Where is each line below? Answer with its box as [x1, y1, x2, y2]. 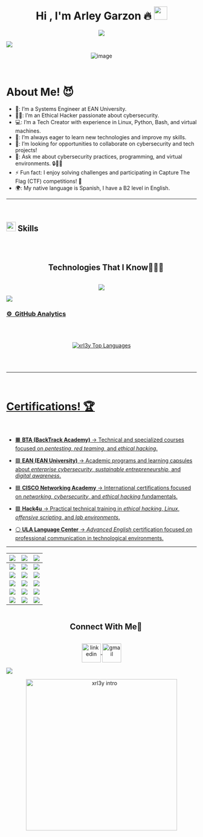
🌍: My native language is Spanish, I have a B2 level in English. [14, 184, 170, 191]
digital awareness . [14, 472, 62, 479]
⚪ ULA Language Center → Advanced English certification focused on [14, 526, 193, 533]
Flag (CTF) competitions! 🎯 [14, 177, 83, 185]
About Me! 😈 [6, 85, 74, 99]
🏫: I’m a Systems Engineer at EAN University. [14, 105, 127, 112]
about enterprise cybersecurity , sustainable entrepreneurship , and [14, 465, 181, 472]
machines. [14, 127, 41, 134]
